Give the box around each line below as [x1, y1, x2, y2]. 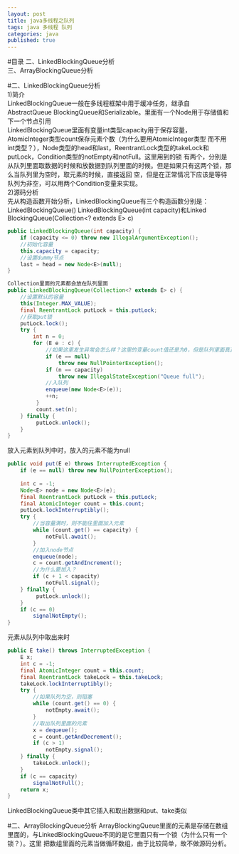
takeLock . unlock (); [33, 759, 91, 766]
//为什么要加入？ [33, 566, 77, 574]
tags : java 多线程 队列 [7, 23, 73, 31]
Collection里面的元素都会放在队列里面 [7, 280, 109, 288]
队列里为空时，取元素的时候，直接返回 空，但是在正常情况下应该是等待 [19, 170, 228, 179]
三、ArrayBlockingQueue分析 [7, 66, 94, 75]
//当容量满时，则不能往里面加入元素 [33, 520, 124, 527]
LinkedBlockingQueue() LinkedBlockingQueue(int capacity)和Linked [7, 206, 207, 214]
